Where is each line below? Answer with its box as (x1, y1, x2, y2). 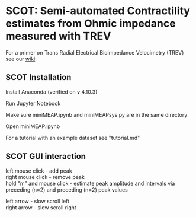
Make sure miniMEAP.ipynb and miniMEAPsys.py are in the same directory (5, 111, 188, 118)
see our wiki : (5, 55, 37, 62)
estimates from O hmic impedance (5, 17, 176, 30)
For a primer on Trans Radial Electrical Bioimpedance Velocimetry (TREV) (5, 49, 184, 56)
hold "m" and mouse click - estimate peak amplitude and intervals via (5, 180, 175, 187)
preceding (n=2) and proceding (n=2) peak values (5, 186, 128, 193)
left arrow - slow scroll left (5, 197, 69, 205)
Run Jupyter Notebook (5, 100, 61, 107)
